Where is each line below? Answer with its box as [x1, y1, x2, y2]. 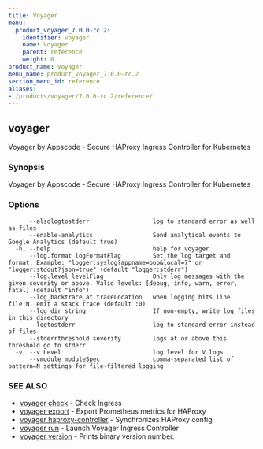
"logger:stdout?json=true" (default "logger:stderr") [8, 265, 189, 273]
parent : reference [22, 48, 83, 56]
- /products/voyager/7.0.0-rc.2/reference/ [8, 92, 154, 100]
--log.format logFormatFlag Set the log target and [28, 251, 231, 260]
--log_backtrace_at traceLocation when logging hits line [28, 293, 231, 301]
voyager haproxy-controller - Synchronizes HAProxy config [19, 414, 213, 424]
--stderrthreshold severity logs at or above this [28, 334, 227, 343]
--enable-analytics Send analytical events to [28, 231, 242, 239]
